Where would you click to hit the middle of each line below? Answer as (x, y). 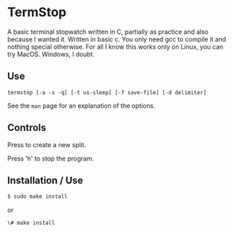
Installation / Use (45, 180)
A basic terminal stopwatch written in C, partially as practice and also (108, 32)
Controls (27, 128)
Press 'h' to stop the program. (50, 158)
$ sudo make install (38, 197)
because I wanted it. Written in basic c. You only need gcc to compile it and (117, 39)
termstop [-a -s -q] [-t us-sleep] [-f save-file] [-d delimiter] (107, 92)
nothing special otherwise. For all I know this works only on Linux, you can (115, 46)
